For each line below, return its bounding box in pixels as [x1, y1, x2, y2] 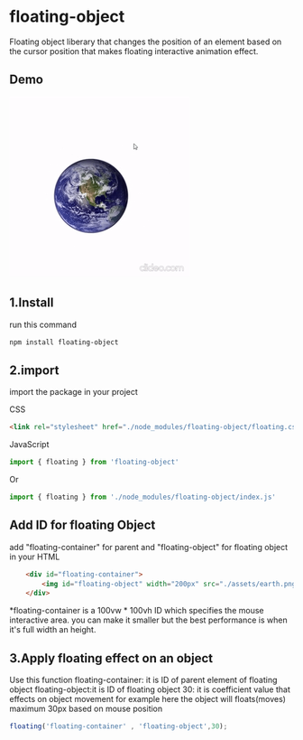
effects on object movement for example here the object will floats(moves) [9, 694, 287, 705]
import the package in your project [9, 387, 138, 398]
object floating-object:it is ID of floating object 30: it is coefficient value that [9, 684, 291, 695]
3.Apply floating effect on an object [9, 651, 214, 666]
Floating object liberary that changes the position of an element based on [9, 36, 282, 47]
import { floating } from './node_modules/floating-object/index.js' [9, 492, 277, 501]
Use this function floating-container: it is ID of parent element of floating [9, 675, 278, 686]
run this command [9, 319, 77, 330]
